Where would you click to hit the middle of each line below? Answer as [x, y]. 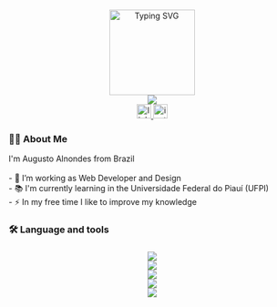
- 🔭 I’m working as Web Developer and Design [95, 179]
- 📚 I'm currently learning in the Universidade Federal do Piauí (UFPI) [139, 189]
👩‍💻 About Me [38, 138]
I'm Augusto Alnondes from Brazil [72, 159]
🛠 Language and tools [59, 230]
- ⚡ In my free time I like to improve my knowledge [103, 202]
